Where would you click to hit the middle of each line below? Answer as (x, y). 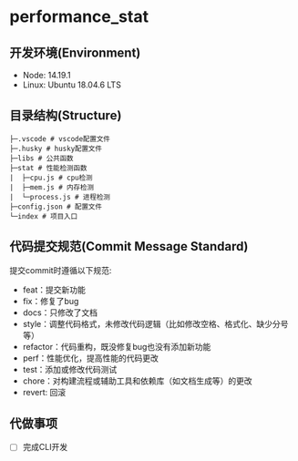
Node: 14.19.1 (46, 75)
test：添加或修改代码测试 (70, 369)
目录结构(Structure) (66, 116)
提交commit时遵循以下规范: (61, 270)
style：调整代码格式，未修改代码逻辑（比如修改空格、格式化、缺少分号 (155, 323)
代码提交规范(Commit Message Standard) (129, 246)
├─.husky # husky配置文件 (56, 149)
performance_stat (79, 17)
